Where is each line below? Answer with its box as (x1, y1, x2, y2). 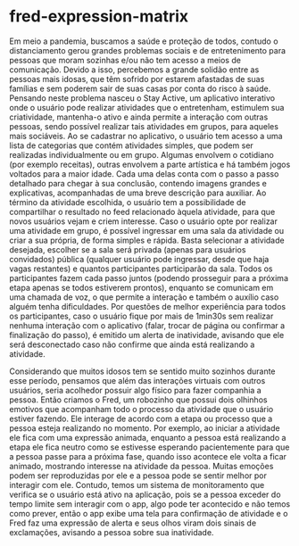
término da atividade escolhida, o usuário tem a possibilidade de (9, 196, 246, 207)
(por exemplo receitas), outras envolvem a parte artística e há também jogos (9, 159, 291, 170)
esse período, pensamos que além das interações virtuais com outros (9, 375, 266, 385)
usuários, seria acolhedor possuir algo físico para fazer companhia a (9, 385, 262, 395)
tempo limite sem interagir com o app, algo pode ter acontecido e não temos (9, 498, 291, 509)
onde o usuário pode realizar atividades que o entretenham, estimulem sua (9, 102, 285, 112)
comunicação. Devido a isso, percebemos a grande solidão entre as (9, 64, 260, 75)
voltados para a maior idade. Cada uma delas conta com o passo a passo (9, 168, 279, 179)
